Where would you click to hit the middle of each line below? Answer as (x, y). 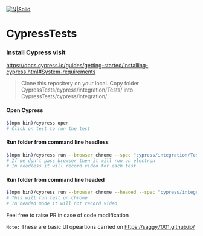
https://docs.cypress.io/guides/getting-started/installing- (77, 66)
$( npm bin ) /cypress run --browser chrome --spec (69, 155)
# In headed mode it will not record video (62, 204)
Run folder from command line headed (56, 179)
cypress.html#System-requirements (51, 72)
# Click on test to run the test (48, 129)
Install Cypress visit (36, 52)
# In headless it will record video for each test (71, 166)
